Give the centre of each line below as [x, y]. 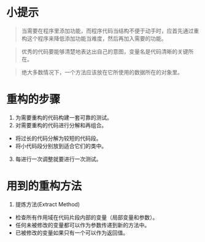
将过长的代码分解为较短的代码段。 [58, 138]
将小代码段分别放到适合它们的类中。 [61, 146]
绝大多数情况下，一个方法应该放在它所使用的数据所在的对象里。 [102, 72]
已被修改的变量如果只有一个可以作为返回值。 [72, 232]
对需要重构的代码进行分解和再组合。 [61, 125]
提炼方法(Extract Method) [48, 204]
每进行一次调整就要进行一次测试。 [58, 159]
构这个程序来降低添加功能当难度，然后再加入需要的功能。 [94, 38]
